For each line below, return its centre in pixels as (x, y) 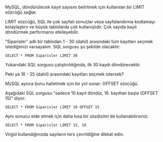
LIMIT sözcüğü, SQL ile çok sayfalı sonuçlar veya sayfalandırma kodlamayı (80, 22)
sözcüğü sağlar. (21, 12)
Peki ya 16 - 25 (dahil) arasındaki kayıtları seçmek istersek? (64, 74)
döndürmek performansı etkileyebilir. (42, 32)
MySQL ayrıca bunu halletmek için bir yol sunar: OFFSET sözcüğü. (72, 83)
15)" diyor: (15, 98)
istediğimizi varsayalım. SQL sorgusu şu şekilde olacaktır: (63, 47)
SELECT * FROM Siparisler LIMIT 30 (41, 56)
